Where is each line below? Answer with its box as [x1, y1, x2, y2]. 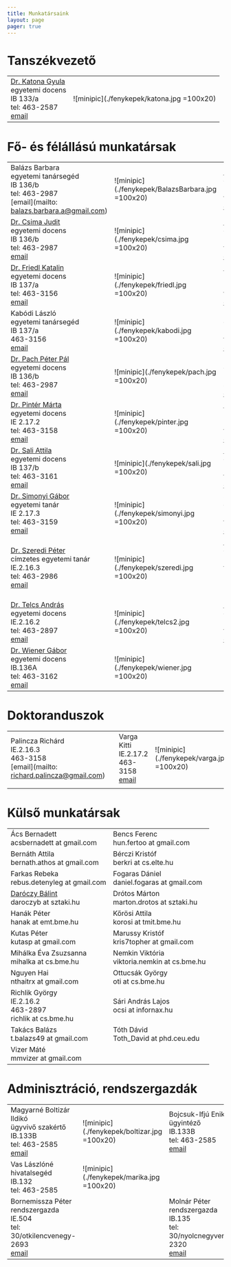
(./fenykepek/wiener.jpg [114, 663, 192, 672]
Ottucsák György [113, 968, 168, 978]
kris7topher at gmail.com [113, 937, 194, 947]
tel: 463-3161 [10, 472, 58, 481]
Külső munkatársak [7, 805, 120, 821]
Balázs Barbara [10, 163, 60, 172]
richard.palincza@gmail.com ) [10, 770, 105, 780]
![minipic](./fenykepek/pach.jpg [114, 367, 217, 377]
